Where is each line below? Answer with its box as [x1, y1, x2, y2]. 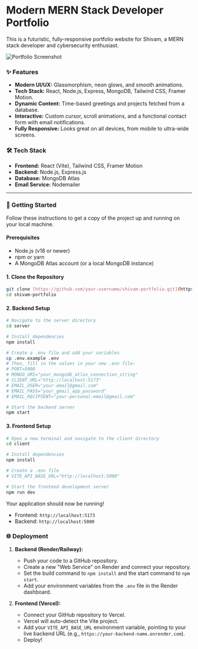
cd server [6, 323, 31, 329]
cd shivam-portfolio [6, 292, 57, 298]
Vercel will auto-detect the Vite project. [23, 617, 119, 624]
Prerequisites [6, 234, 40, 241]
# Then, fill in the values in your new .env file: [6, 360, 136, 367]
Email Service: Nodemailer [14, 181, 81, 188]
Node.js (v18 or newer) [14, 247, 71, 254]
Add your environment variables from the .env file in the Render [23, 582, 179, 589]
